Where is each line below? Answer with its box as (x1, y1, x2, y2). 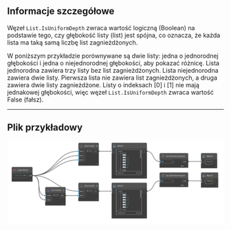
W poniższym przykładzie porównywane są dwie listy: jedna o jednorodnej (7, 51, 219, 60)
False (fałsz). (7, 95, 44, 104)
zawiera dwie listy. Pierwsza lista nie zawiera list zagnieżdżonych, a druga (7, 73, 218, 82)
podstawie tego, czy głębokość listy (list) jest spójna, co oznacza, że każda (7, 31, 221, 39)
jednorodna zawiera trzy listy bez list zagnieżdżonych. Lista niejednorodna (7, 66, 219, 74)
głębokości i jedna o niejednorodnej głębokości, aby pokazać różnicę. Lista (7, 58, 220, 67)
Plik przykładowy (7, 122, 83, 133)
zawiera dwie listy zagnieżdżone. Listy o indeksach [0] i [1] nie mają (7, 80, 199, 89)
